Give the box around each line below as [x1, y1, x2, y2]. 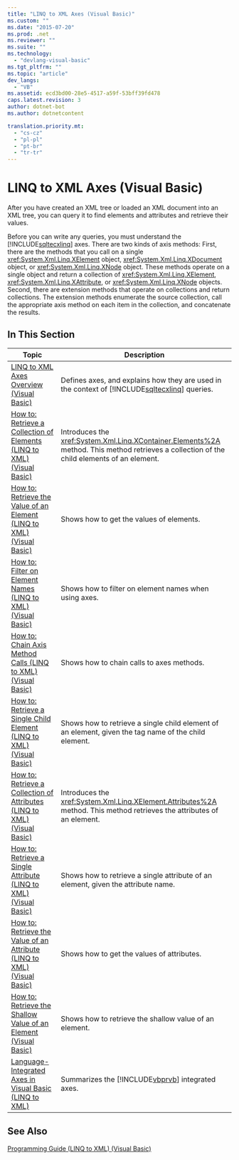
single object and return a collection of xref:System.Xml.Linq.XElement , [7, 270, 217, 279]
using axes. [60, 592, 99, 602]
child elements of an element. [60, 453, 160, 463]
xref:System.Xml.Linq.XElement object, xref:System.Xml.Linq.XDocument [7, 255, 223, 264]
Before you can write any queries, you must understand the [7, 232, 181, 241]
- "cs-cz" [14, 129, 43, 136]
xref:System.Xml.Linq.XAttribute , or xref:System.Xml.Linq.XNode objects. [7, 278, 223, 286]
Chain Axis [11, 639, 47, 649]
